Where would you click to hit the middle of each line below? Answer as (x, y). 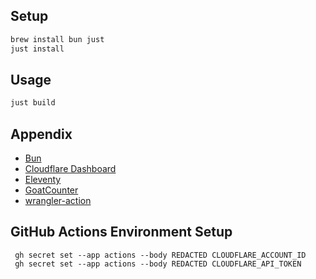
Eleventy (43, 180)
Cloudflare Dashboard (70, 169)
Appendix (41, 134)
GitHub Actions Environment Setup (121, 232)
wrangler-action (58, 201)
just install (37, 49)
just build (33, 103)
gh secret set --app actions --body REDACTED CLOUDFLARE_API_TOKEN (158, 264)
